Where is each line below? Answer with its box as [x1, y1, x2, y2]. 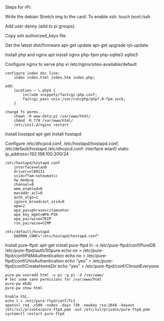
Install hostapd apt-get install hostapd [5, 131, 82, 137]
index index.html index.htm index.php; [14, 75, 95, 80]
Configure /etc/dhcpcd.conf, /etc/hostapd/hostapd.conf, [5, 141, 119, 146]
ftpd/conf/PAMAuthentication [5, 253, 65, 259]
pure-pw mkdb [5, 281, 32, 286]
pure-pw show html [5, 286, 43, 291]
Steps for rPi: [5, 4, 32, 10]
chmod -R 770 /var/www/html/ [14, 118, 73, 123]
